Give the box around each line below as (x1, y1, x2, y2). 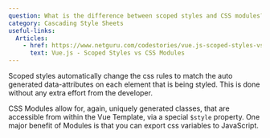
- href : (22, 42, 48, 50)
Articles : (15, 34, 48, 43)
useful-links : (8, 26, 56, 34)
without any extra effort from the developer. (8, 88, 153, 97)
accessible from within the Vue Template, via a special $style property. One (8, 112, 260, 121)
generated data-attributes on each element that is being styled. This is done (8, 79, 260, 89)
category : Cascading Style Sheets (8, 19, 125, 27)
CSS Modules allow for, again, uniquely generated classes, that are (8, 103, 231, 113)
